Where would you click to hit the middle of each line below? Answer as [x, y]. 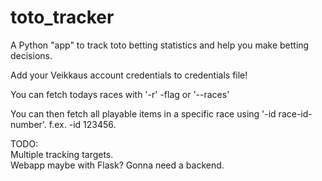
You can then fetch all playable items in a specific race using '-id [143, 113]
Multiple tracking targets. [62, 154]
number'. [28, 124]
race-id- [295, 113]
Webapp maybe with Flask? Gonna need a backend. [117, 165]
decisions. [31, 55]
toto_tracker [62, 17]
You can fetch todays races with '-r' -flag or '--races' [120, 94]
